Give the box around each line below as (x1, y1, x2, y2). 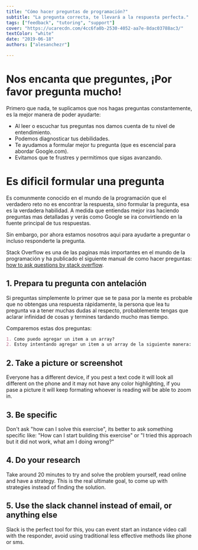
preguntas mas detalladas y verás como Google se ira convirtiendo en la (6, 213, 183, 220)
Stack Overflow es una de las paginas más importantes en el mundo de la (6, 248, 186, 255)
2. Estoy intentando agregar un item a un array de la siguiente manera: (6, 341, 192, 347)
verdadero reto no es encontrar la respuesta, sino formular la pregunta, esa (6, 200, 190, 207)
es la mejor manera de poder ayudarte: (6, 111, 101, 118)
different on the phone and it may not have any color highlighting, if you (6, 380, 180, 387)
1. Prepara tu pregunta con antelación (6, 279, 147, 289)
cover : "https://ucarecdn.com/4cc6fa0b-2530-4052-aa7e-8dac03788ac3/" (6, 25, 184, 31)
